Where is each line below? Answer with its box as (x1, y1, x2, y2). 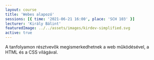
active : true (5, 30, 32, 35)
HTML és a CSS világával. (5, 49, 58, 55)
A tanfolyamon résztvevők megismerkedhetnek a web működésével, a (5, 44, 150, 50)
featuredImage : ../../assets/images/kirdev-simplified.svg (5, 26, 131, 31)
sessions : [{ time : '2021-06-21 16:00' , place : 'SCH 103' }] (5, 16, 135, 21)
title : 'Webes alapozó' (5, 12, 55, 17)
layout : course (5, 7, 37, 12)
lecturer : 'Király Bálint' (5, 21, 61, 26)
